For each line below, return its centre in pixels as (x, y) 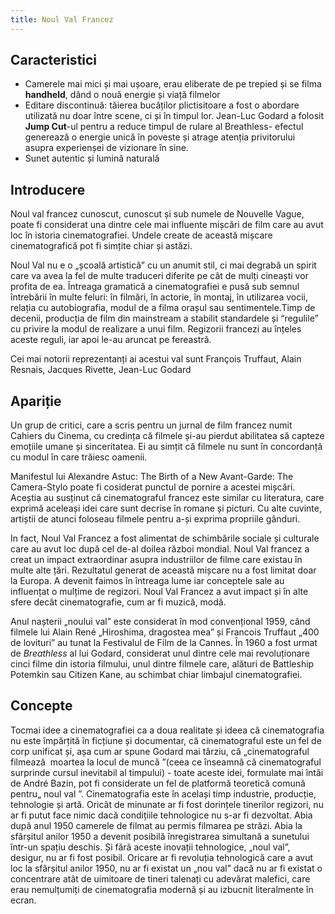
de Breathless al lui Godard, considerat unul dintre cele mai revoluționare (160, 653)
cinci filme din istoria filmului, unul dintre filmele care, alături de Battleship (162, 664)
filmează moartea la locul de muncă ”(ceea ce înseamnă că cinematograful (166, 762)
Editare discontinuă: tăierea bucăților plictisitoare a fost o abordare (162, 105)
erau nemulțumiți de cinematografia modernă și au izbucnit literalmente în (162, 889)
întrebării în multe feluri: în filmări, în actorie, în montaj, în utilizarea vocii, (159, 297)
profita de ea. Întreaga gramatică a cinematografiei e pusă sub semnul (155, 287)
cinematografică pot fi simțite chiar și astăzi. (101, 246)
